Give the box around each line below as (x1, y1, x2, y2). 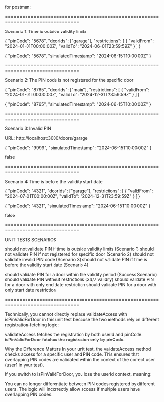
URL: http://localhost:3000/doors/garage (5, 135, 88, 141)
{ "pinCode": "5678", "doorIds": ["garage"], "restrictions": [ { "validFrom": (5, 38, 154, 44)
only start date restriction (5, 287, 56, 293)
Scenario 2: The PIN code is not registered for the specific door (5, 77, 134, 83)
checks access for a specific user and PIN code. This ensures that (5, 351, 139, 357)
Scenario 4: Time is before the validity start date (5, 179, 103, 184)
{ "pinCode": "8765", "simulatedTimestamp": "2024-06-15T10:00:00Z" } (5, 101, 151, 107)
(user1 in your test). (5, 362, 44, 368)
